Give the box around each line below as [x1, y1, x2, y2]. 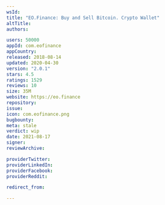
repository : [6, 100, 37, 106]
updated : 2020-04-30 [6, 59, 59, 66]
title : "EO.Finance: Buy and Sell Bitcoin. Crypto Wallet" [6, 15, 160, 21]
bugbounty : [6, 117, 34, 123]
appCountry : [6, 48, 37, 55]
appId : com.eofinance [6, 43, 62, 49]
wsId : [6, 9, 20, 15]
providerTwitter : [6, 156, 51, 162]
